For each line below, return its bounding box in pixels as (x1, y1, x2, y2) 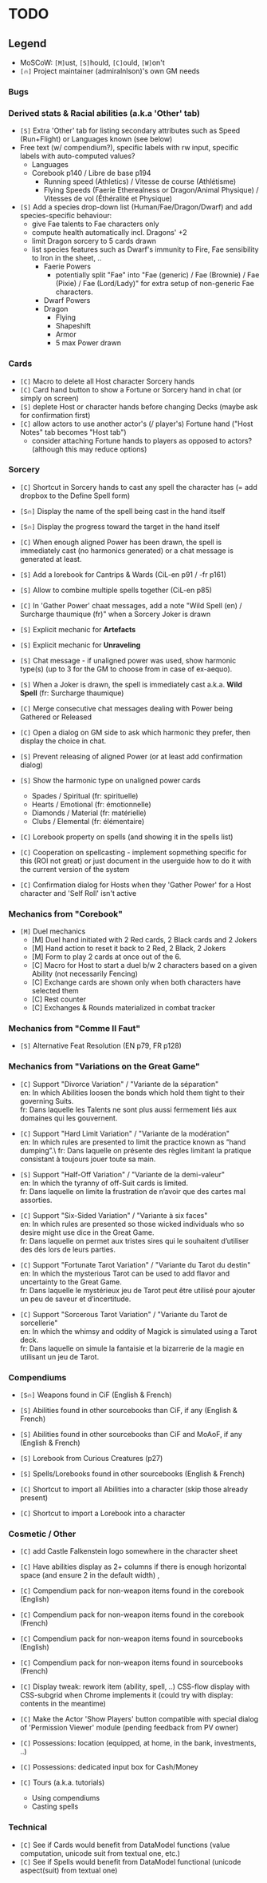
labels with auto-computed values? (19, 151, 135, 161)
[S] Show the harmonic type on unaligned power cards (19, 775, 201, 785)
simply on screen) (19, 393, 80, 403)
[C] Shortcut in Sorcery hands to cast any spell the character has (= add (19, 482, 257, 492)
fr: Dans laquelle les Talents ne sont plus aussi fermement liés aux (19, 1105, 238, 1114)
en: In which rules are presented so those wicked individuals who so (19, 1219, 245, 1228)
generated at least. (19, 554, 82, 563)
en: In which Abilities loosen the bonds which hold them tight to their (19, 1088, 245, 1097)
